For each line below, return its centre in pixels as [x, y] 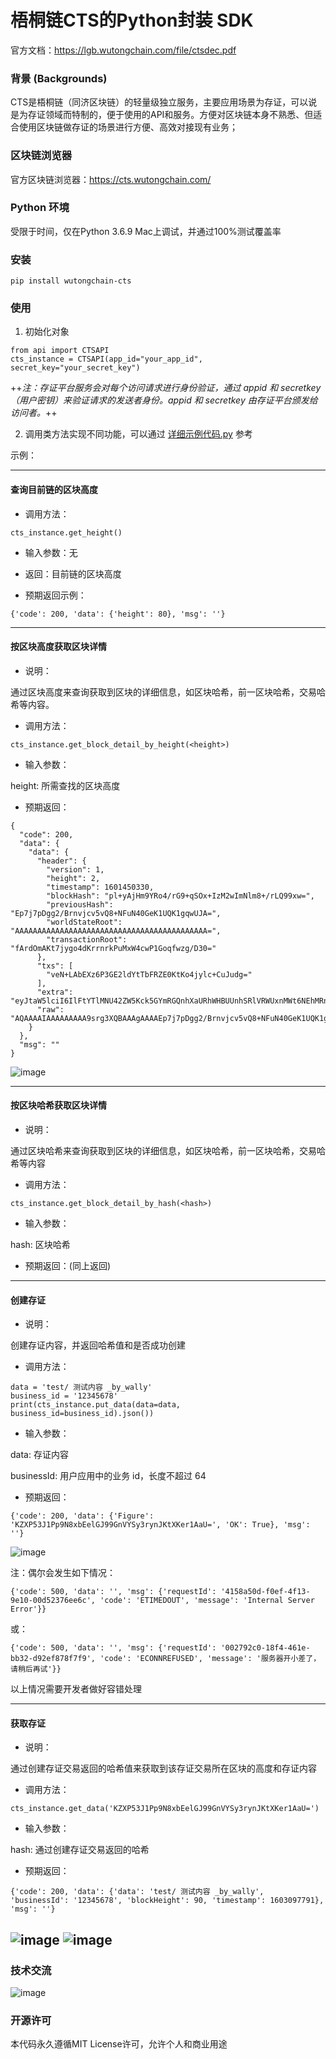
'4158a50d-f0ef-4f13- [265, 1592]
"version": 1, [75, 869]
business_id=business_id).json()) [82, 1414]
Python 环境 [40, 208]
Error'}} [28, 1609]
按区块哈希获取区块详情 [58, 1105]
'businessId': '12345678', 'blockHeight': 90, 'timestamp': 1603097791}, [167, 1901]
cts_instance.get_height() [66, 532]
